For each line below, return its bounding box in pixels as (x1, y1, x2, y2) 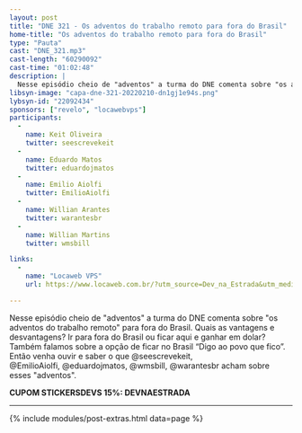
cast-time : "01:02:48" (9, 64, 94, 73)
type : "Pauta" (9, 38, 63, 48)
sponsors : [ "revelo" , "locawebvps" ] (9, 105, 147, 114)
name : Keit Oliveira (25, 130, 102, 139)
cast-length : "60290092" (9, 55, 102, 64)
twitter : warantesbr (25, 213, 102, 223)
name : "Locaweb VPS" (25, 271, 102, 281)
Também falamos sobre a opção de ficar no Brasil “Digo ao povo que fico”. (9, 340, 286, 351)
